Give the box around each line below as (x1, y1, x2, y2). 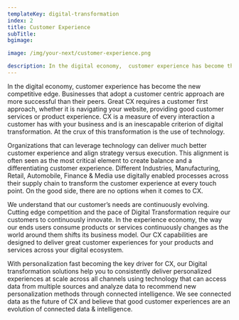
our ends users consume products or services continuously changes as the (7, 223, 229, 231)
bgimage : (7, 37, 33, 44)
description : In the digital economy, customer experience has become (7, 63, 224, 70)
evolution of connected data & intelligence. (7, 304, 133, 313)
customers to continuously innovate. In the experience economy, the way (7, 215, 223, 224)
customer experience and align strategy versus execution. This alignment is (7, 149, 229, 157)
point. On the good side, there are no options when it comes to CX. (7, 186, 203, 195)
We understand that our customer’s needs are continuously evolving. (7, 200, 210, 208)
